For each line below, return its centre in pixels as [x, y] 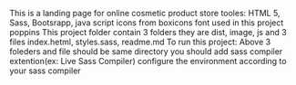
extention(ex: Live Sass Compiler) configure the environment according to [148, 61]
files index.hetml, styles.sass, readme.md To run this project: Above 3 [140, 42]
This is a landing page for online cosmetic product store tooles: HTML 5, [145, 13]
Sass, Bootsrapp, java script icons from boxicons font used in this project [147, 23]
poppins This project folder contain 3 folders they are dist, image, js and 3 [148, 32]
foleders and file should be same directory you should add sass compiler [146, 52]
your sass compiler [45, 71]
